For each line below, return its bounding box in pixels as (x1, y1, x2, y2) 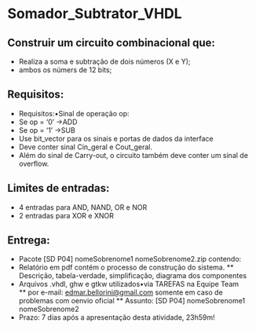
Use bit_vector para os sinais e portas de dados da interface (18, 134, 214, 143)
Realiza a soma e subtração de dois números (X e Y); (18, 57, 191, 66)
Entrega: (7, 233, 50, 247)
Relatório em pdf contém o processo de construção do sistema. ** (18, 262, 234, 272)
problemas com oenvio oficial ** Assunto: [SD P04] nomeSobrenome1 (18, 296, 246, 306)
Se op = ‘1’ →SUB (18, 125, 75, 134)
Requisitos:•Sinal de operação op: (18, 108, 130, 118)
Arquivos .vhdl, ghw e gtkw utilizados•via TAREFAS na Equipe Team (18, 280, 240, 289)
